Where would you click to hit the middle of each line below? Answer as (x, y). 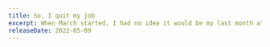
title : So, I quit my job (51, 16)
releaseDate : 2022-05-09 (50, 30)
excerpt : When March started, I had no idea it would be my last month (131, 23)
